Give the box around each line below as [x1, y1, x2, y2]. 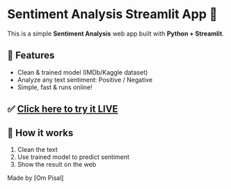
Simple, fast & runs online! [17, 83, 93, 91]
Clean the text [17, 145, 58, 153]
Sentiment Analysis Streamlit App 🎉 [7, 6, 218, 22]
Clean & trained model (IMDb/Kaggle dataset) [17, 68, 148, 76]
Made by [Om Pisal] [7, 174, 64, 182]
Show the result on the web [17, 160, 97, 168]
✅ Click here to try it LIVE [7, 103, 118, 115]
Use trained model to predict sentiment [17, 153, 130, 161]
